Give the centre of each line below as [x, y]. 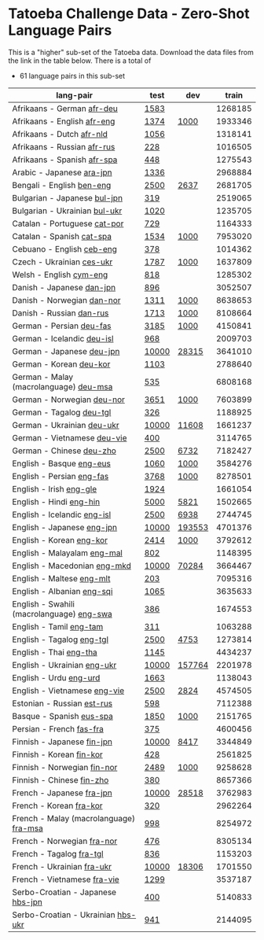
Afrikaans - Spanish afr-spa [65, 160]
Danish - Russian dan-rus [60, 313]
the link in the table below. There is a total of [80, 61]
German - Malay [43, 377]
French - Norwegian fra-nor [65, 841]
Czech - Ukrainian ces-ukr [62, 262]
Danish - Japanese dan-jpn [64, 287]
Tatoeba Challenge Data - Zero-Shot [129, 14]
